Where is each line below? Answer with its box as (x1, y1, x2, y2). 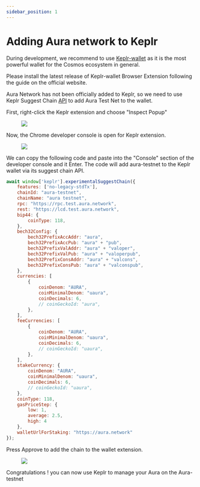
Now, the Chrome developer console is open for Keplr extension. (6, 131, 166, 139)
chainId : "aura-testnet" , (17, 190, 82, 196)
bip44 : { (17, 212, 39, 218)
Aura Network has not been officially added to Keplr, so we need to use (6, 91, 183, 98)
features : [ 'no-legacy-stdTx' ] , (17, 184, 98, 190)
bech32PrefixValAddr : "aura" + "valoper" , (28, 245, 136, 252)
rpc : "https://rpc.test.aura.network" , (17, 201, 117, 207)
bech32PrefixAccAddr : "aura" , (28, 235, 103, 241)
